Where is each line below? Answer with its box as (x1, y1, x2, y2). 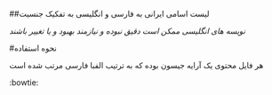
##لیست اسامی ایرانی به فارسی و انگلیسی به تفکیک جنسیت (9, 9, 210, 19)
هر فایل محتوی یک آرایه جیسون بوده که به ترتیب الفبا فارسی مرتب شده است (9, 60, 264, 70)
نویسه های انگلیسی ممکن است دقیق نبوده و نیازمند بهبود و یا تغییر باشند (9, 26, 246, 36)
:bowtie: (9, 77, 39, 88)
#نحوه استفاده (9, 43, 58, 53)
